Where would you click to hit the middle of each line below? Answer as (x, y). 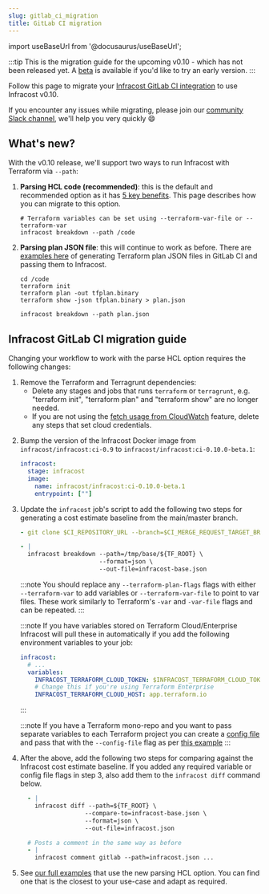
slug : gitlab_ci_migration (53, 16)
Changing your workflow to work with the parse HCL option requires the (127, 359)
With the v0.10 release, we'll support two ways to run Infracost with (119, 163)
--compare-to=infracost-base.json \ (146, 813)
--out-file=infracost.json (129, 828)
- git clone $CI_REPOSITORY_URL (74, 532)
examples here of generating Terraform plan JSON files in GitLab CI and (139, 256)
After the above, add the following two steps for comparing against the (137, 758)
